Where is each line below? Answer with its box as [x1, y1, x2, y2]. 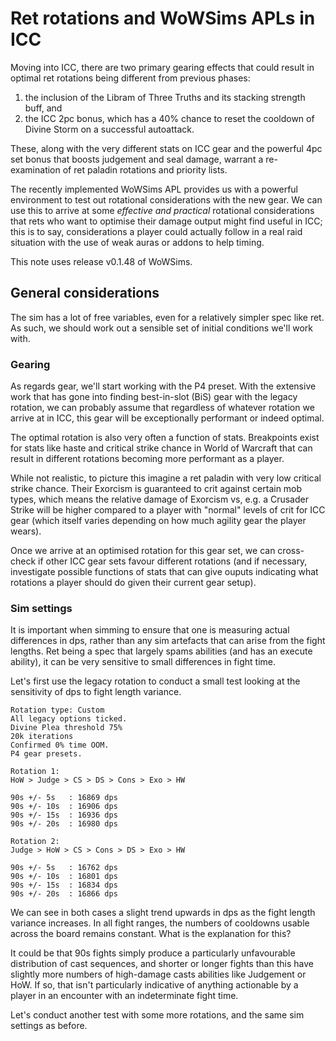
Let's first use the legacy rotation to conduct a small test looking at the [10, 675, 301, 687]
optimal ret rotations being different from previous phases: [10, 72, 251, 84]
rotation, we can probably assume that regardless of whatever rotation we [10, 402, 315, 414]
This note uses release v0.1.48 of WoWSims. [10, 255, 193, 267]
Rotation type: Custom [10, 705, 105, 716]
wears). [10, 525, 42, 537]
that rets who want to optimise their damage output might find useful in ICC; [10, 215, 323, 227]
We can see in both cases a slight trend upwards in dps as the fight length [10, 907, 316, 919]
